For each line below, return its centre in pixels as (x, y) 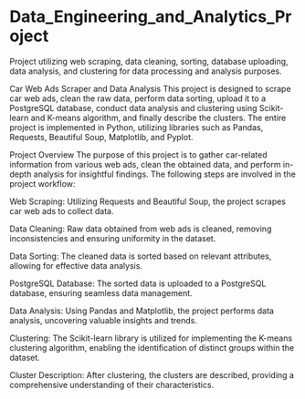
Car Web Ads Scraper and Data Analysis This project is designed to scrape (150, 88)
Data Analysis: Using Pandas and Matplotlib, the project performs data (142, 311)
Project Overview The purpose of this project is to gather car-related (138, 154)
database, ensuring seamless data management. (101, 292)
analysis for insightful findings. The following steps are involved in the (165, 174)
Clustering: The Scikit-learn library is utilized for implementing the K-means (151, 338)
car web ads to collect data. (62, 210)
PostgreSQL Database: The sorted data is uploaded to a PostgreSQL (138, 283)
